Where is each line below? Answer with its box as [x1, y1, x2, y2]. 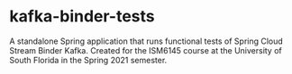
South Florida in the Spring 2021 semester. [9, 54, 168, 65]
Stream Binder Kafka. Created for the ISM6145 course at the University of [9, 45, 282, 55]
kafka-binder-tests [9, 6, 155, 27]
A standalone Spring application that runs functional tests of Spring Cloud [9, 36, 284, 46]
